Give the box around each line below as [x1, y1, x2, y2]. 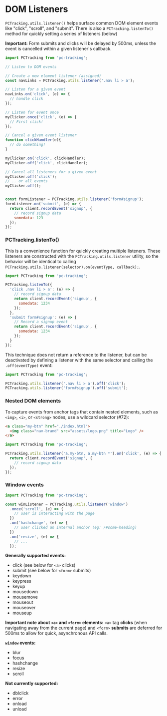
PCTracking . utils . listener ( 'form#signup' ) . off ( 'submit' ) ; [5, 385, 128, 390]
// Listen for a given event [5, 87, 66, 92]
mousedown [12, 589, 38, 595]
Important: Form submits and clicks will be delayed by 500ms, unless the [5, 40, 156, 46]
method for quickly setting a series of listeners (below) [5, 30, 118, 36]
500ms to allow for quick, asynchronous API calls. [5, 630, 108, 636]
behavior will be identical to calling [5, 258, 76, 264]
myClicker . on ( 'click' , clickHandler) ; [5, 156, 86, 161]
